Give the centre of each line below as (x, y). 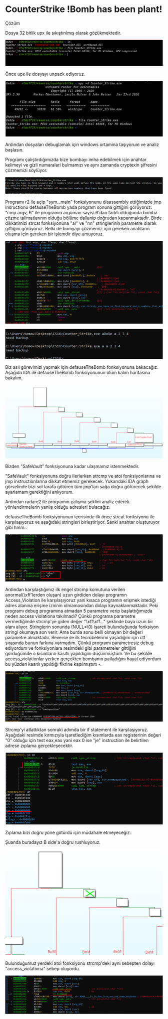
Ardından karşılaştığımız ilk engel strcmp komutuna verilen (65, 589)
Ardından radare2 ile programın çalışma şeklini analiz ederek (67, 502)
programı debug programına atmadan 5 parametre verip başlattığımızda (79, 611)
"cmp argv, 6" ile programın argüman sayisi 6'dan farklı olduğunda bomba (81, 212)
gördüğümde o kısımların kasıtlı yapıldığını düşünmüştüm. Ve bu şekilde (79, 653)
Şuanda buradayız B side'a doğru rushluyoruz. (53, 842)
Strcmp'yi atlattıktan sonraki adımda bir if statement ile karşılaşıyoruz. (77, 730)
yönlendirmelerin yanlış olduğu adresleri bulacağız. (58, 507)
